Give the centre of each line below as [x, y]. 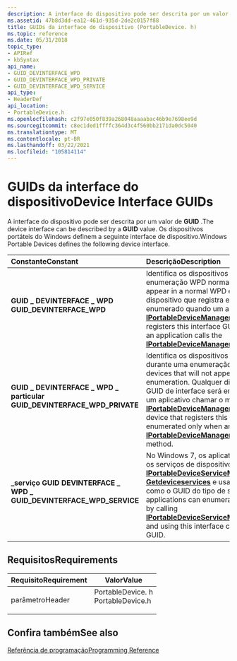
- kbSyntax [23, 60]
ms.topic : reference [38, 34]
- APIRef [20, 54]
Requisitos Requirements [63, 560]
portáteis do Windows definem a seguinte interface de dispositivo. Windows [117, 236]
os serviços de [170, 464]
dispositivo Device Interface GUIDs [110, 202]
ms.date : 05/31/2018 [38, 40]
